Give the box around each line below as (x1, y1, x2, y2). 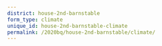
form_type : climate (7, 16, 63, 23)
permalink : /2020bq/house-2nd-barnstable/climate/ (7, 28, 156, 36)
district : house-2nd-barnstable (7, 9, 100, 17)
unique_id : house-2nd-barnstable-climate (7, 22, 128, 29)
